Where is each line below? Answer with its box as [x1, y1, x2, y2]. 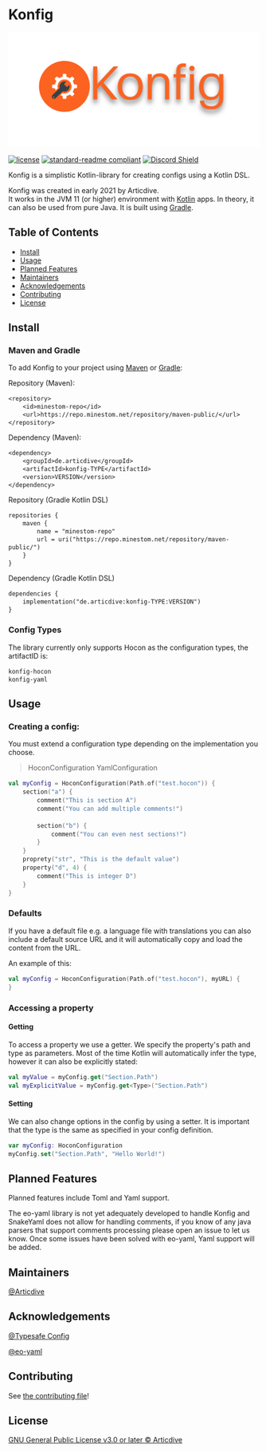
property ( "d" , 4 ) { [22, 864, 88, 872]
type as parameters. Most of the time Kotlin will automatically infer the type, [8, 1048, 257, 1058]
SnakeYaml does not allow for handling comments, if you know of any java [8, 1217, 252, 1227]
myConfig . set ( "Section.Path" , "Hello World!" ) [8, 1149, 166, 1158]
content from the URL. [8, 943, 81, 952]
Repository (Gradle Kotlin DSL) [8, 495, 109, 504]
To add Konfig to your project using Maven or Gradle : [8, 363, 183, 373]
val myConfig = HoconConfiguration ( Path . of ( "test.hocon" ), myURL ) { [8, 975, 241, 983]
